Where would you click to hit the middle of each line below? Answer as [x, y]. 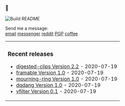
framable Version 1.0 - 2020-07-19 [60, 73]
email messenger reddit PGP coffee [42, 34]
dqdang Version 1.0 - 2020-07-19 [59, 85]
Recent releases [31, 54]
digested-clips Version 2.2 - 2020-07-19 [67, 67]
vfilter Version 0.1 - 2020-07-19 [56, 92]
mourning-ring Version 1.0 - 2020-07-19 [67, 79]
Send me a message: [27, 28]
